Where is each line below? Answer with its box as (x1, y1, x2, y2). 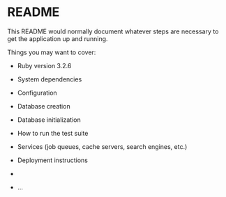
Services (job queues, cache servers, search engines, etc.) (17, 142, 188, 150)
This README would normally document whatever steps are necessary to (7, 27, 219, 36)
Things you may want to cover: (7, 48, 96, 56)
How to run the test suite (17, 129, 89, 137)
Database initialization (17, 116, 82, 124)
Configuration (17, 88, 57, 97)
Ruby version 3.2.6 (17, 61, 72, 70)
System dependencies (17, 74, 82, 84)
